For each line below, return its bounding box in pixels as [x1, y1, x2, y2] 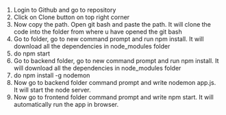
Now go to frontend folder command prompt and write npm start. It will [13, 93, 214, 101]
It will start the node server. [13, 86, 91, 94]
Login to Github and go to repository [13, 6, 116, 14]
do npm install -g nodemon [13, 71, 90, 79]
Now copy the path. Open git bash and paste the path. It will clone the [13, 21, 211, 28]
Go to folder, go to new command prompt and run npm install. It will [13, 35, 204, 43]
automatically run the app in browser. [13, 101, 118, 108]
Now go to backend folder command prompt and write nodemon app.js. [13, 79, 216, 86]
